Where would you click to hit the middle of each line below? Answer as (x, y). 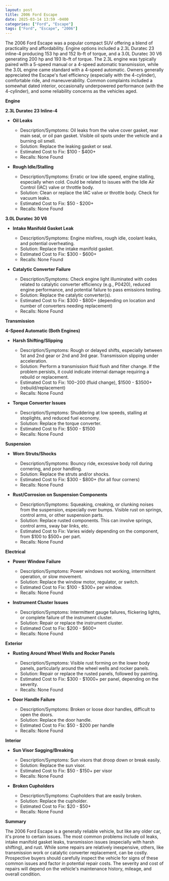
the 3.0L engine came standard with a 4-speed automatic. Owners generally (84, 70)
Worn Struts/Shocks (34, 454)
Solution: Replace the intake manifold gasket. (67, 249)
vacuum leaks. (35, 198)
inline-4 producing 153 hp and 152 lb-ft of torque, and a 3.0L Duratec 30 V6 (84, 54)
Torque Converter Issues (39, 403)
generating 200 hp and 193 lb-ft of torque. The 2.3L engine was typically (81, 59)
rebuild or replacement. (44, 377)
